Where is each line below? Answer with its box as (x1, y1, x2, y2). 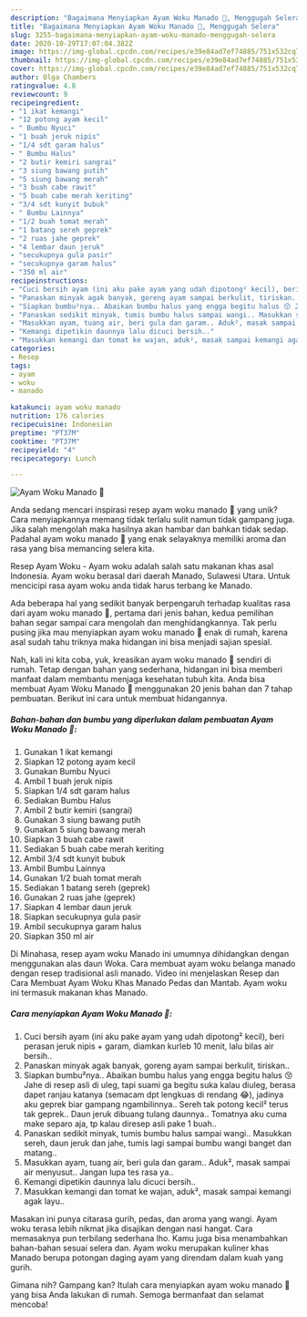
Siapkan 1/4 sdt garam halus (23, 785, 130, 796)
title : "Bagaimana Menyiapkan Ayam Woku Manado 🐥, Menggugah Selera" (10, 22, 281, 31)
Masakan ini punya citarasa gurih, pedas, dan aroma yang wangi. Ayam (10, 1214, 278, 1225)
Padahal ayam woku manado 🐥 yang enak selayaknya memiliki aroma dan (10, 534, 286, 544)
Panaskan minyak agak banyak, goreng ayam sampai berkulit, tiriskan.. (23, 1060, 291, 1072)
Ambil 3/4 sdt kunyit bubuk (23, 854, 126, 865)
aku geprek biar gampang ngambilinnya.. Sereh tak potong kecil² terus (23, 1099, 289, 1110)
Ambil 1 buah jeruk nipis (23, 776, 113, 787)
